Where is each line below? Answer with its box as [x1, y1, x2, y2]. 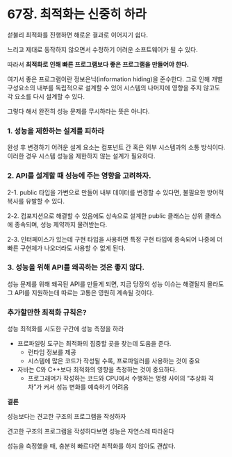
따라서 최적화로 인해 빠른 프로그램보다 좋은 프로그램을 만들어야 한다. [7, 60, 190, 68]
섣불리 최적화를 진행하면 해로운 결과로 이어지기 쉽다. [7, 31, 148, 39]
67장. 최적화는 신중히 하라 [7, 6, 147, 22]
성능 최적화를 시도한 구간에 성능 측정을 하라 [7, 324, 124, 333]
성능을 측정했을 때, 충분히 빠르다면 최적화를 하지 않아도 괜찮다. [7, 442, 176, 450]
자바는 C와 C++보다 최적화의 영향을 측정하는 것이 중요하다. [17, 365, 177, 374]
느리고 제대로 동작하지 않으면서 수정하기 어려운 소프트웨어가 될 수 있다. [7, 45, 198, 53]
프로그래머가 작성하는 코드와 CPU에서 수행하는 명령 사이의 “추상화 [27, 374, 207, 383]
